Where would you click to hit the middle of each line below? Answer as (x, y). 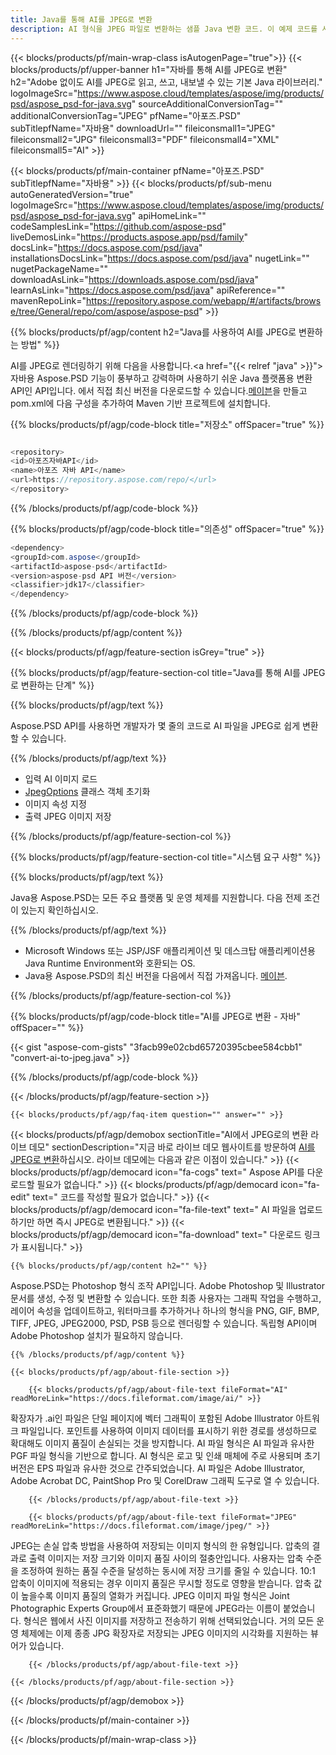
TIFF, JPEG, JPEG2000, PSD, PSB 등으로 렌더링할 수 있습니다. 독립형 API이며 (164, 1323)
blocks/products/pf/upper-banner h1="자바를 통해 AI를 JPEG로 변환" (149, 69)
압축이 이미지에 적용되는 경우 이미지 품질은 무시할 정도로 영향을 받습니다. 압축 (161, 1583)
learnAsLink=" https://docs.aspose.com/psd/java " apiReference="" (148, 290)
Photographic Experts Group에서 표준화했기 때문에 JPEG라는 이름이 (145, 1608)
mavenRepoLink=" (48, 300)
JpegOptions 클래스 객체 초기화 (87, 792)
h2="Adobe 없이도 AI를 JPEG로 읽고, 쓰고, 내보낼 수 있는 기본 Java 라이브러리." (166, 82)
